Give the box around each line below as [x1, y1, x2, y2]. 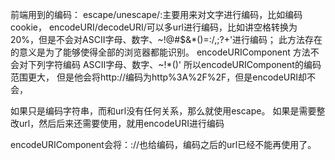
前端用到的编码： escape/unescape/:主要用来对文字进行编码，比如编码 [10, 9, 303, 20]
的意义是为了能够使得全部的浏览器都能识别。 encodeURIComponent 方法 [10, 46, 311, 58]
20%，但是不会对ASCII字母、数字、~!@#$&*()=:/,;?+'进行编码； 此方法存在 [10, 34, 323, 45]
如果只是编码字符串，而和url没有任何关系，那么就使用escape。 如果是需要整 [10, 105, 326, 117]
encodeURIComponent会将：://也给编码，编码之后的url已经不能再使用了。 [10, 139, 317, 150]
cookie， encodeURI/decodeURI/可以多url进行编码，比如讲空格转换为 [10, 21, 298, 33]
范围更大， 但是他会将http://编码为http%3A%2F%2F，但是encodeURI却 [10, 71, 307, 83]
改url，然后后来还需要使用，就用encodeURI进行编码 [10, 118, 225, 129]
